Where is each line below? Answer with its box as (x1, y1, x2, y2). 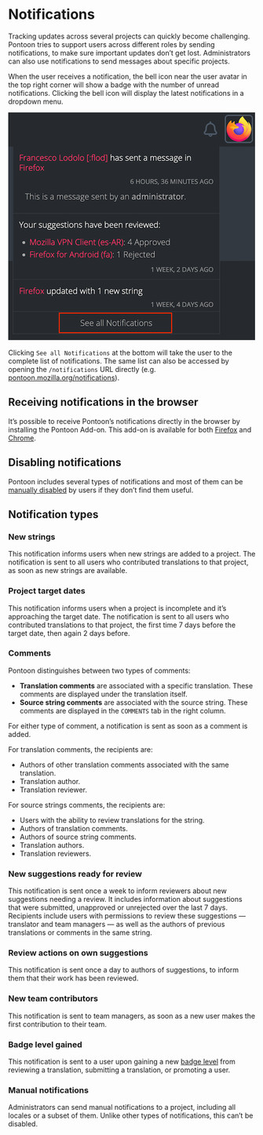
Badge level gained (8, 1038, 82, 1049)
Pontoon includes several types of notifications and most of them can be (8, 476, 243, 486)
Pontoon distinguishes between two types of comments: (8, 666, 191, 675)
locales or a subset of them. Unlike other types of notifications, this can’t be (8, 1111, 254, 1120)
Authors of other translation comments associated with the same (19, 760, 229, 769)
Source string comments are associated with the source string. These (19, 697, 248, 707)
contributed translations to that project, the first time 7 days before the (8, 620, 236, 630)
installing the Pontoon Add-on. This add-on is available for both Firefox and (8, 425, 252, 434)
